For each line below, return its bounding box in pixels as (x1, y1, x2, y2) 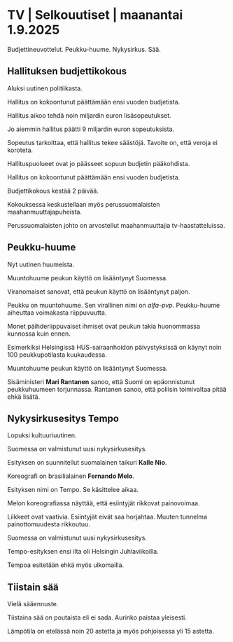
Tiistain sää (7, 581, 59, 593)
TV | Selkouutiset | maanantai (7, 7, 183, 23)
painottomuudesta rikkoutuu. (7, 520, 91, 528)
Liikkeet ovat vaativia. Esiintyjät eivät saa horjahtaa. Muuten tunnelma (7, 512, 208, 521)
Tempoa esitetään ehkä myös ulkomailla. (7, 561, 125, 569)
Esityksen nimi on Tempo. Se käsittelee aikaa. (7, 486, 139, 494)
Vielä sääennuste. (7, 600, 59, 608)
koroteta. (7, 146, 34, 154)
